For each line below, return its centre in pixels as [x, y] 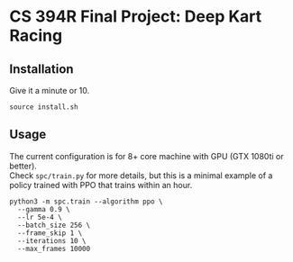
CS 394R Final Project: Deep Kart [136, 17]
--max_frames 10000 [54, 248]
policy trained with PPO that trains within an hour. [101, 185]
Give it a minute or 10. [50, 90]
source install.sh [44, 107]
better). [23, 166]
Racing [36, 36]
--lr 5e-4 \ [40, 217]
